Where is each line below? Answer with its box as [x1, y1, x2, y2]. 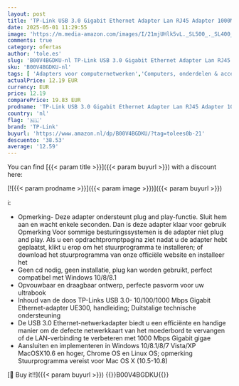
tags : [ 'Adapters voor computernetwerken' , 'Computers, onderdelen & [7, 70, 218, 77]
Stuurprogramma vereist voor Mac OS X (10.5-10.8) [17, 357, 169, 365]
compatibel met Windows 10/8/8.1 [17, 273, 117, 282]
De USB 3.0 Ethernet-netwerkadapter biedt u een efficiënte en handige [17, 319, 226, 327]
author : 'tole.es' [7, 51, 62, 58]
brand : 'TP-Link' [7, 123, 59, 131]
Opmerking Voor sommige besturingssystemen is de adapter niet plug [17, 228, 224, 236]
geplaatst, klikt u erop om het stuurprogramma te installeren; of [17, 243, 203, 252]
